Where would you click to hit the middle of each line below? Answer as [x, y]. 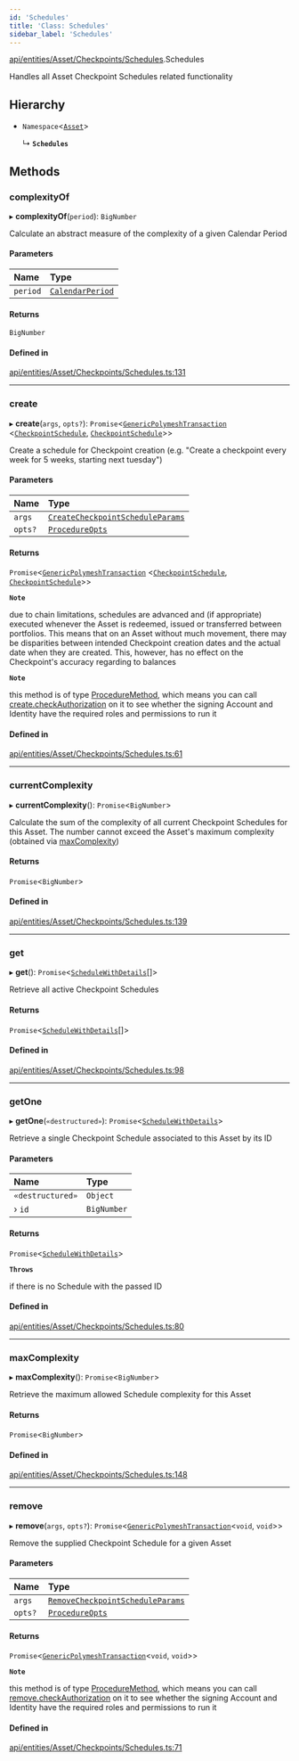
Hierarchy [37, 105]
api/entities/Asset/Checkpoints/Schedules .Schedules [107, 60]
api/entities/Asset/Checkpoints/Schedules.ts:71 [96, 1748]
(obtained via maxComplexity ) [65, 841]
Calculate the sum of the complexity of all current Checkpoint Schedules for [148, 822]
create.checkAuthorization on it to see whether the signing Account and [141, 704]
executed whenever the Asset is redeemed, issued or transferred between [145, 624]
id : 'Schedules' [39, 17]
